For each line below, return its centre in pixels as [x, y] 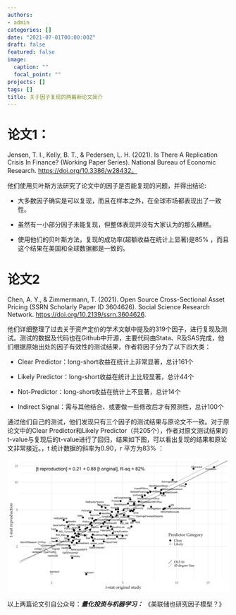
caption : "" [31, 67]
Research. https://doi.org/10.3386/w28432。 [73, 171]
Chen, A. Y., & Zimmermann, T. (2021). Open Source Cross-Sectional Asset [116, 299]
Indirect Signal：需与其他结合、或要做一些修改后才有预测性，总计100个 [120, 407]
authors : [20, 15]
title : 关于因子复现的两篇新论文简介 [55, 97]
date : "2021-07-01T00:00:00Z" [52, 37]
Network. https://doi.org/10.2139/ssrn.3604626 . [77, 315]
